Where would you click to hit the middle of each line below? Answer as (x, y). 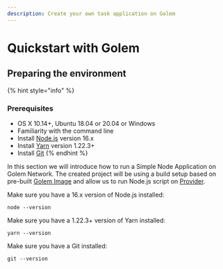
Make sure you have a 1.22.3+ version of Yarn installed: (86, 220)
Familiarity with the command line (65, 131)
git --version (28, 259)
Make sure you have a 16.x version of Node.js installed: (86, 195)
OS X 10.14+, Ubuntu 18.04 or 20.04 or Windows (86, 123)
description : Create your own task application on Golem (91, 14)
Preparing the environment (67, 74)
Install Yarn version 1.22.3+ (56, 145)
